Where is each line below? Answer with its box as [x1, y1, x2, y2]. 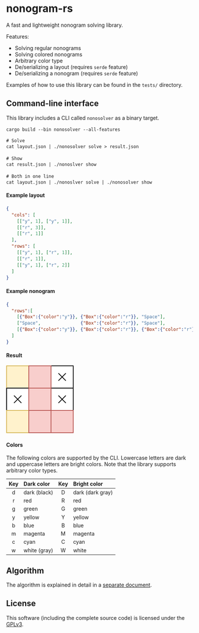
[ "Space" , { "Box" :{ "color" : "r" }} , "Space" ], [17, 320, 166, 326]
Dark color [23, 480, 50, 487]
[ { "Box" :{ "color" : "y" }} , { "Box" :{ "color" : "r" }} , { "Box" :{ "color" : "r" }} [17, 326, 197, 333]
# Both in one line [6, 173, 54, 179]
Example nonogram [6, 288, 55, 295]
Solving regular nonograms [14, 44, 81, 52]
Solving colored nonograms [14, 51, 83, 58]
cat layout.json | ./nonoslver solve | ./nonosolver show [6, 179, 152, 185]
